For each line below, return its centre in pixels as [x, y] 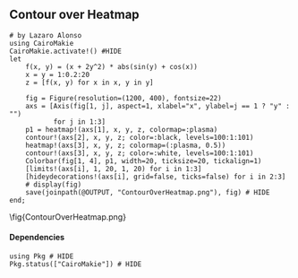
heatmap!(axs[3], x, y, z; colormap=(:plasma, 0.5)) [126, 145]
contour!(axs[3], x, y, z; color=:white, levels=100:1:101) [140, 153]
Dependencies [37, 238]
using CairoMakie [42, 43]
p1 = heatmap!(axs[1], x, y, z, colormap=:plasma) [122, 129]
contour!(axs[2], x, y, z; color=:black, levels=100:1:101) [140, 137]
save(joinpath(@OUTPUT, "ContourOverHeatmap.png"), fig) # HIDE [148, 192]
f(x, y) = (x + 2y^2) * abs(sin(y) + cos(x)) [112, 66]
